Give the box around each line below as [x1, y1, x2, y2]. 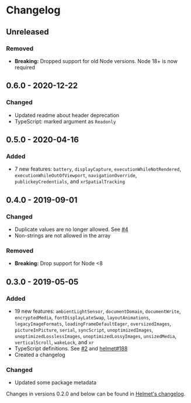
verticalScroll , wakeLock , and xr [14, 339, 95, 346]
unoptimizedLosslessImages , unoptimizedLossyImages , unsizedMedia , [14, 332, 177, 339]
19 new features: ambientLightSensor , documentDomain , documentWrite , [14, 308, 181, 315]
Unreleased [6, 27, 50, 37]
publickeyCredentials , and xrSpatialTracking [14, 178, 126, 185]
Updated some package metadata [14, 379, 97, 386]
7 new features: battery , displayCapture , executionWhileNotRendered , [14, 166, 181, 173]
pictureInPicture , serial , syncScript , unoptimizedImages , [14, 326, 154, 333]
